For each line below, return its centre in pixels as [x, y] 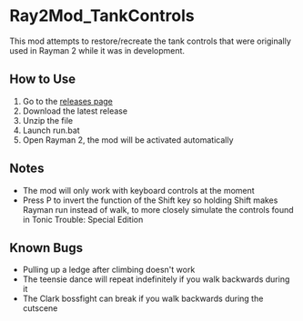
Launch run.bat [51, 130]
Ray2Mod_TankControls [102, 16]
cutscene [40, 308]
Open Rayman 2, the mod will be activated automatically [128, 140]
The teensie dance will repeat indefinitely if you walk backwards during [156, 279]
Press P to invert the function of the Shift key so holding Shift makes [150, 200]
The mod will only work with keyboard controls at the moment [138, 190]
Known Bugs [46, 248]
